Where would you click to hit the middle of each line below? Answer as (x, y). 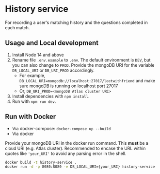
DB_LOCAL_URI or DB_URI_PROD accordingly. (53, 70)
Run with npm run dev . (34, 101)
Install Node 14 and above (38, 55)
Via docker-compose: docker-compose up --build (61, 128)
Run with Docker (31, 117)
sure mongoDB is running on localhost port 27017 (69, 86)
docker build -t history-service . (41, 162)
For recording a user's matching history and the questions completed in (76, 22)
